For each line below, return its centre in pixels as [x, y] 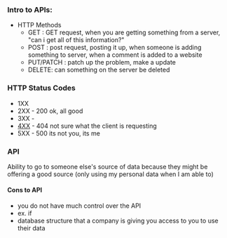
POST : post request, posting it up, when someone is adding [115, 48]
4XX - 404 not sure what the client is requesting [87, 126]
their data [31, 228]
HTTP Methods [39, 25]
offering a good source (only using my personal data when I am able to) [110, 174]
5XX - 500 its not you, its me [59, 133]
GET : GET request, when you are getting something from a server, [124, 32]
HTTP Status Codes [41, 88]
